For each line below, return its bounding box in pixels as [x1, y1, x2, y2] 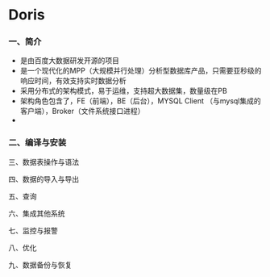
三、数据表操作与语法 [8, 157, 79, 166]
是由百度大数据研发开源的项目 [19, 56, 119, 65]
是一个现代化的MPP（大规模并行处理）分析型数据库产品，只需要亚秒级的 [19, 66, 262, 76]
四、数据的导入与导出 [8, 174, 79, 183]
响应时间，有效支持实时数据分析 [19, 76, 127, 86]
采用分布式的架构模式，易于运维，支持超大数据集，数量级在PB [19, 86, 227, 96]
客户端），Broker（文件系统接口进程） [19, 107, 145, 116]
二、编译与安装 [8, 137, 67, 149]
